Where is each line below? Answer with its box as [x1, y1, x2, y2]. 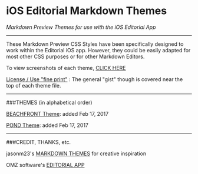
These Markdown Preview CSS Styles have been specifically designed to [6, 40, 184, 48]
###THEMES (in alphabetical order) [6, 99, 93, 106]
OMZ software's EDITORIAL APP [6, 161, 85, 168]
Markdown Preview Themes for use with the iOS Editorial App [6, 24, 156, 31]
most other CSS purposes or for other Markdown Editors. [6, 53, 145, 60]
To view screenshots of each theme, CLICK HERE [6, 64, 126, 71]
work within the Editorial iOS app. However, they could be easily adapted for [6, 46, 191, 53]
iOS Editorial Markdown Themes [6, 4, 167, 18]
